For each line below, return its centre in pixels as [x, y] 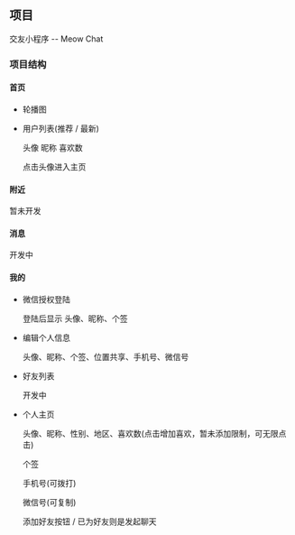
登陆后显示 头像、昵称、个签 [75, 318]
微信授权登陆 [46, 299]
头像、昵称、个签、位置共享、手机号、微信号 [106, 356]
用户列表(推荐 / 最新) [60, 128]
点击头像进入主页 [54, 166]
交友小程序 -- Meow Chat [56, 39]
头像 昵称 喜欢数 [52, 147]
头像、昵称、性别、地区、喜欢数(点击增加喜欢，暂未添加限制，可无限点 [154, 433]
